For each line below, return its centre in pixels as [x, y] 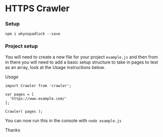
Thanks [13, 130]
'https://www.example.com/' [38, 98]
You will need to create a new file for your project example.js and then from [81, 57]
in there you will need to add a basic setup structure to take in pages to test [82, 62]
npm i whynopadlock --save [33, 34]
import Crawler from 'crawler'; [38, 86]
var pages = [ [20, 94]
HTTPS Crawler [37, 9]
